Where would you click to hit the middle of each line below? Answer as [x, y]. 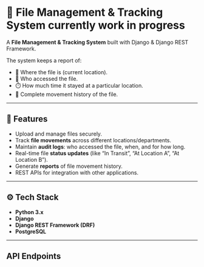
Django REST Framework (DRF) [55, 225]
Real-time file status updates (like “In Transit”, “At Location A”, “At [97, 153]
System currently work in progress [96, 25]
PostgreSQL [31, 231]
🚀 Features [27, 119]
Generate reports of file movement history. [69, 166]
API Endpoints [34, 256]
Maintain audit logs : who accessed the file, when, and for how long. [100, 147]
